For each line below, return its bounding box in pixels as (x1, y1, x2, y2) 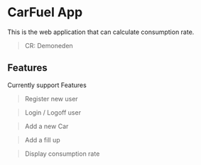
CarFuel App (7, 4, 83, 21)
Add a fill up (24, 135, 60, 144)
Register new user (24, 94, 78, 103)
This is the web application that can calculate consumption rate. (7, 28, 195, 36)
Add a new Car (24, 122, 69, 130)
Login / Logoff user (24, 108, 82, 117)
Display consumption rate (24, 149, 100, 158)
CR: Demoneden (24, 41, 73, 50)
